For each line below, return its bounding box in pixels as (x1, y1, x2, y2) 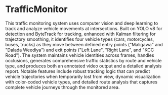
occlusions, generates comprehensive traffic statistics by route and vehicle (5, 57, 162, 63)
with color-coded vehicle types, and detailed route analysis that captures (5, 79, 158, 85)
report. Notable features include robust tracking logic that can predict (5, 68, 150, 74)
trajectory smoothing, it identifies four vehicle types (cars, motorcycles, (5, 36, 154, 42)
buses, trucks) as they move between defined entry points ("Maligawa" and (5, 41, 163, 47)
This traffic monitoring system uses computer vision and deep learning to (5, 20, 158, 26)
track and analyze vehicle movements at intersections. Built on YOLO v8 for (5, 25, 163, 31)
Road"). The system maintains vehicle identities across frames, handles (5, 52, 154, 58)
